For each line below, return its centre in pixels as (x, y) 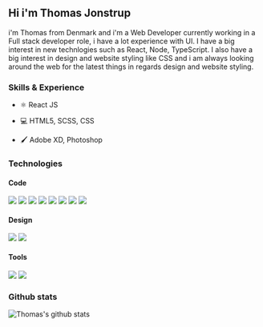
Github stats (33, 297)
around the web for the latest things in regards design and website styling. (131, 67)
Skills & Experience (47, 87)
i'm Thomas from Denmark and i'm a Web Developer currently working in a (132, 32)
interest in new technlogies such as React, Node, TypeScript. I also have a (131, 49)
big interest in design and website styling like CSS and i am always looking (131, 58)
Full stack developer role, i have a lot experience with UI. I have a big (121, 41)
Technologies (35, 163)
